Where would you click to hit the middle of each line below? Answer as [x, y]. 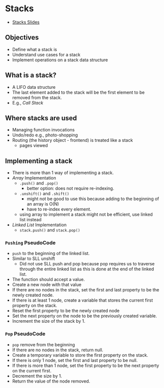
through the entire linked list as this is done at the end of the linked [87, 269]
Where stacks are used [41, 118]
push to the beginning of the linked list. [51, 254]
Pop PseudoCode [25, 334]
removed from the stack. [37, 97]
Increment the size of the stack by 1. [49, 321]
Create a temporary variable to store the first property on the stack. [80, 355]
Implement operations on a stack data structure [60, 60]
